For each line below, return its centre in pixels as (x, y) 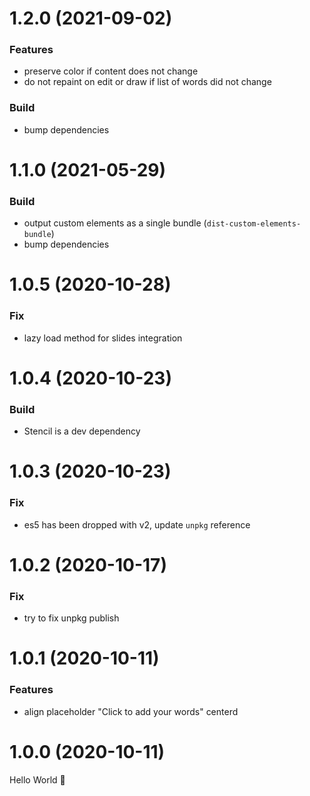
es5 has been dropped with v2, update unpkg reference (137, 524)
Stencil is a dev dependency (82, 431)
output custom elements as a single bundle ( (115, 223)
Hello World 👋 (37, 779)
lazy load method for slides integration (103, 338)
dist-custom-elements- (254, 224)
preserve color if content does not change (111, 71)
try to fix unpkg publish (71, 618)
